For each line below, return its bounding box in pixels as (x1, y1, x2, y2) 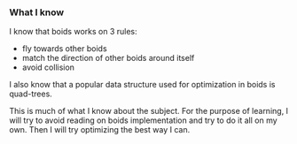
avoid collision (21, 62, 75, 72)
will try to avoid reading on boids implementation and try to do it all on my (9, 115, 277, 125)
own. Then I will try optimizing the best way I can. (9, 125, 191, 135)
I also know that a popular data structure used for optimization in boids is (9, 80, 276, 90)
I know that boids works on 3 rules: (9, 27, 137, 37)
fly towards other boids (21, 43, 108, 54)
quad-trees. (9, 88, 53, 99)
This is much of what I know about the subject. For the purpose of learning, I (9, 106, 289, 117)
